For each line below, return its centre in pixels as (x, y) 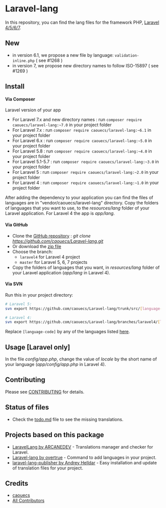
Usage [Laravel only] (38, 347)
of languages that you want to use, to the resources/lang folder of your (77, 208)
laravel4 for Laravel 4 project (50, 257)
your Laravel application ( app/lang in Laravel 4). (61, 272)
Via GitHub (17, 225)
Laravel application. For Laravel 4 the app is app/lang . (60, 213)
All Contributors (28, 501)
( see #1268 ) (49, 60)
